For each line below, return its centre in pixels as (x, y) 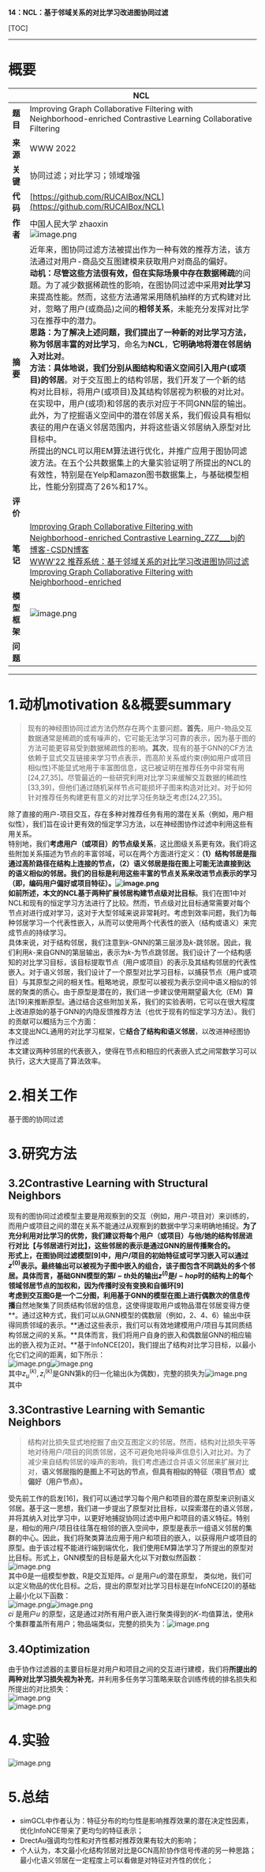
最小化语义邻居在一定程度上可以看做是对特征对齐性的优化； (116, 1860)
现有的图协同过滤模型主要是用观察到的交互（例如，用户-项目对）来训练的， (131, 1216)
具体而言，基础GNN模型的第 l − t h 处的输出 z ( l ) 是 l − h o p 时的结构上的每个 (138, 1275)
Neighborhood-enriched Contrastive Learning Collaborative (141, 118)
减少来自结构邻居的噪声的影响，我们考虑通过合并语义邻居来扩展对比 (138, 1462)
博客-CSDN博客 (59, 550)
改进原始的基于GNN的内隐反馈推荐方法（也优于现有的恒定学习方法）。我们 (135, 1011)
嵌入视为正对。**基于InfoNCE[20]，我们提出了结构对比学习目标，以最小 (139, 1345)
